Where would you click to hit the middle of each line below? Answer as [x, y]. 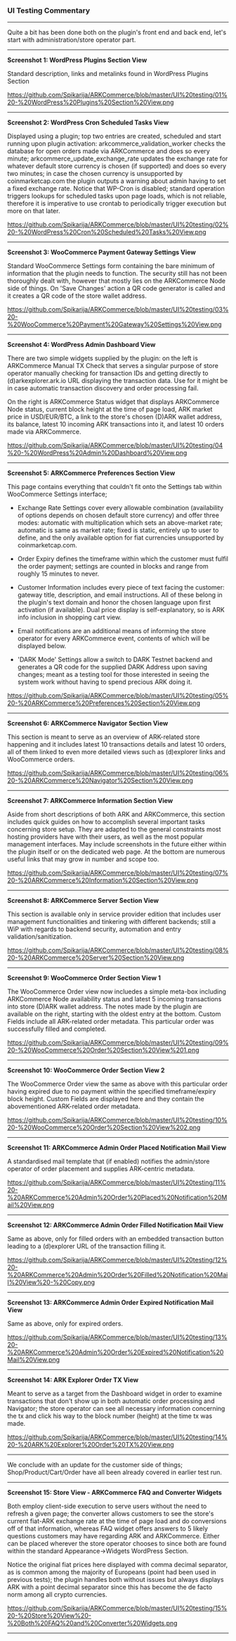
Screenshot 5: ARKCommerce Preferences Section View [91, 473]
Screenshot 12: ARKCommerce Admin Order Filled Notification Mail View [115, 1225]
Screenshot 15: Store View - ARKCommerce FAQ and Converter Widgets [115, 1493]
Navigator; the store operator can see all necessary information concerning [116, 1409]
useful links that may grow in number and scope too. [83, 859]
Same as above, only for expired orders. [65, 1324]
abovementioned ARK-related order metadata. [74, 1106]
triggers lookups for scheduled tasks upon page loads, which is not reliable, [117, 196]
